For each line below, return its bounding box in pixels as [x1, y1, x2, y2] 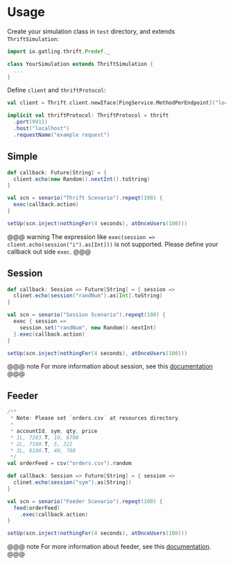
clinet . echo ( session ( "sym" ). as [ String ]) [13, 479, 132, 486]
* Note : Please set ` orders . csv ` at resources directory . [10, 415, 182, 422]
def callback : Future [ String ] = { [7, 169, 107, 176]
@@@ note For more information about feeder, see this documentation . [7, 543, 212, 551]
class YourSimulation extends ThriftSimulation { [7, 60, 154, 67]
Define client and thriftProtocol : [7, 86, 106, 95]
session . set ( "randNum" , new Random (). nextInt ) [19, 324, 157, 331]
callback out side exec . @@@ [7, 247, 92, 256]
